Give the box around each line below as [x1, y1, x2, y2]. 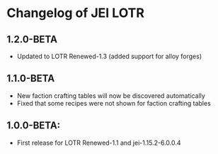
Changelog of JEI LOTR [6, 5, 144, 21]
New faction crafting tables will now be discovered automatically [16, 91, 206, 100]
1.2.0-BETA [6, 33, 58, 45]
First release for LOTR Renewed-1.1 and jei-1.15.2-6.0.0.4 [16, 138, 181, 147]
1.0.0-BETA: [6, 119, 61, 132]
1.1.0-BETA [6, 72, 55, 84]
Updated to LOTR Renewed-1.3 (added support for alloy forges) [16, 52, 202, 60]
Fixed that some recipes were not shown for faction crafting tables [16, 99, 212, 107]
